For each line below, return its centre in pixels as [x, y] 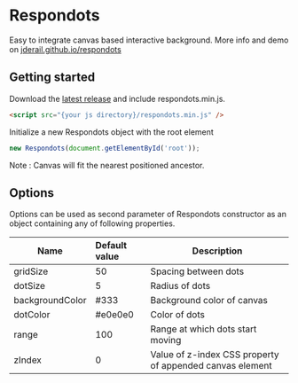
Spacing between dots [197, 271]
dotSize [30, 286]
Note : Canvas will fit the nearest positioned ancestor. [107, 165]
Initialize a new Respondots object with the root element [112, 132]
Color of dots [178, 315]
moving [166, 340]
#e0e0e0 [115, 315]
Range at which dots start [204, 329]
